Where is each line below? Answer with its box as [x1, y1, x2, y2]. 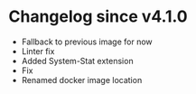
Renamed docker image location [21, 74, 143, 85]
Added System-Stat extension [21, 55, 134, 66]
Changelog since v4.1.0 [8, 6, 188, 27]
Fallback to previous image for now [21, 36, 153, 47]
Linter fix [21, 45, 55, 56]
